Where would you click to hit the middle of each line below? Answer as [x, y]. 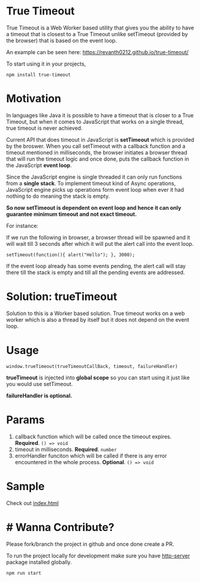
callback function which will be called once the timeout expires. [93, 437]
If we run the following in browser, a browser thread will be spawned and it [98, 237]
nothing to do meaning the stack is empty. [58, 196]
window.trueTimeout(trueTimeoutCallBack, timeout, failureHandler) [92, 366]
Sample [25, 486]
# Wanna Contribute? [60, 527]
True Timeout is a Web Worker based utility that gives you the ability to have [100, 28]
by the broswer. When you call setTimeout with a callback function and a [96, 146]
